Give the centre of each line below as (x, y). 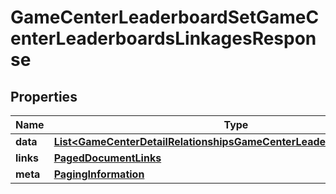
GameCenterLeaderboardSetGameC (165, 17)
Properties (44, 96)
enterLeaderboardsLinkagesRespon (163, 38)
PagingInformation (99, 174)
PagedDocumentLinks (107, 158)
